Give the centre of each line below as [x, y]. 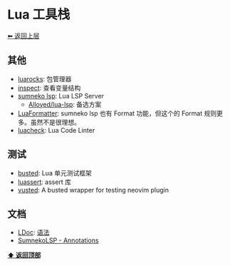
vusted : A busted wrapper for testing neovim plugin [93, 190]
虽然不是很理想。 [55, 122]
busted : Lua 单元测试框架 [55, 173]
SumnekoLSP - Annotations [58, 240]
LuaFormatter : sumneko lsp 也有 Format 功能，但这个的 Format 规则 [117, 113]
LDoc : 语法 [33, 232]
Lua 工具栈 [39, 15]
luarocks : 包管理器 [45, 78]
